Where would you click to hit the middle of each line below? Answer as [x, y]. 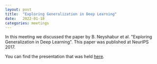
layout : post [18, 9]
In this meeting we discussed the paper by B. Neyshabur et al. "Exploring [79, 37]
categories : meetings [27, 23]
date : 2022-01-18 [25, 18]
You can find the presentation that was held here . [55, 57]
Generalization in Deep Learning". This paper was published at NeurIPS [77, 42]
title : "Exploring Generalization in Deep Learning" [61, 14]
